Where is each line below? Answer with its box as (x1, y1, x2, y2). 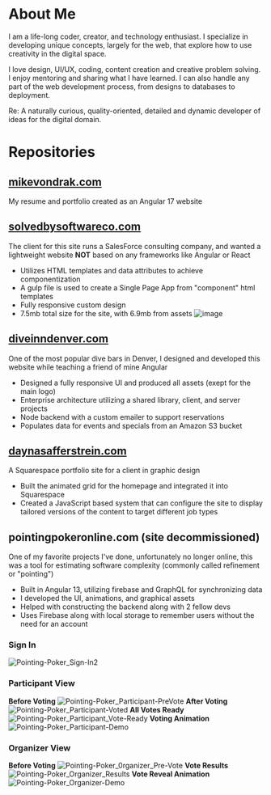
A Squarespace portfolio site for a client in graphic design (8, 466, 201, 476)
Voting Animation (149, 713, 210, 723)
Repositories (8, 143, 95, 162)
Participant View (8, 678, 75, 689)
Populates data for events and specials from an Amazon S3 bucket (19, 421, 243, 430)
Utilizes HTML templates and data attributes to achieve (19, 265, 204, 275)
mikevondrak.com (8, 175, 103, 188)
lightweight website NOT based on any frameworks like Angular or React (8, 250, 251, 260)
